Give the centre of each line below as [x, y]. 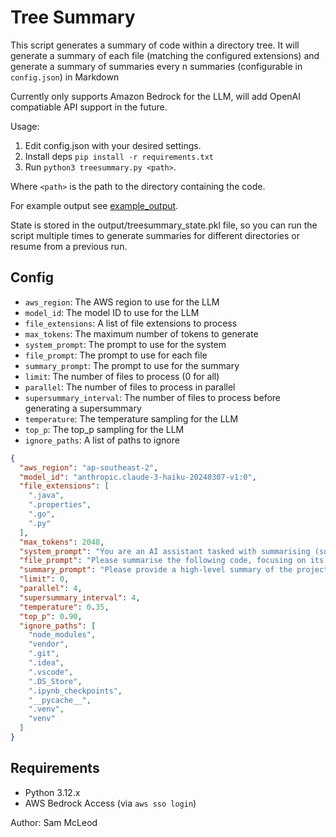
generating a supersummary [83, 408]
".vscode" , [51, 672]
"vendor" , [49, 644]
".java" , [46, 496]
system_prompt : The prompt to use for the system [125, 344]
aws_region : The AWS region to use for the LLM [122, 302]
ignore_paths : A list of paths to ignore [102, 440]
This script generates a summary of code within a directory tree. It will [155, 45]
